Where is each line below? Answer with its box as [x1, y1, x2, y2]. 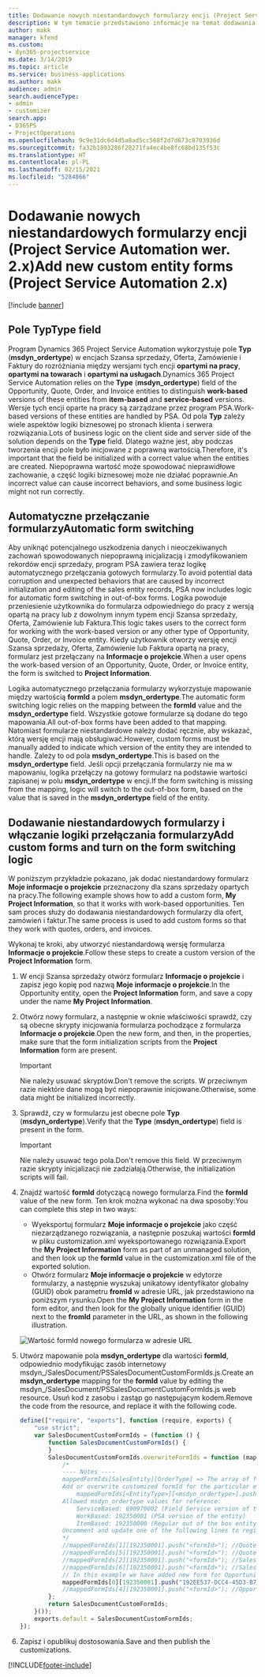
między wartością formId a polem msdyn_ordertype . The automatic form [8, 692, 246, 702]
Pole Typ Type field [8, 323, 102, 336]
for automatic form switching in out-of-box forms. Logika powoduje [8, 593, 227, 602]
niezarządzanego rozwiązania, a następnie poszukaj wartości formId [31, 1229, 256, 1238]
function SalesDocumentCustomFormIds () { [48, 1439, 187, 1446]
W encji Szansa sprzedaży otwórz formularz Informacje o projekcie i [19, 972, 244, 981]
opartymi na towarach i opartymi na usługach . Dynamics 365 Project [8, 369, 235, 379]
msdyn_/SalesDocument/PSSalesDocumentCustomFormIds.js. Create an [19, 1367, 254, 1378]
